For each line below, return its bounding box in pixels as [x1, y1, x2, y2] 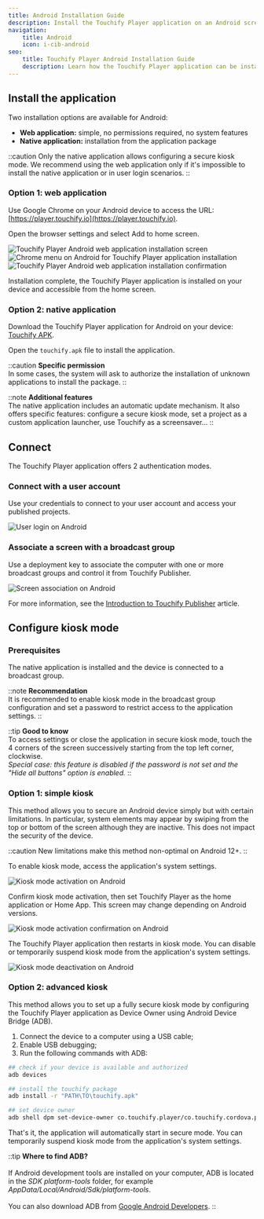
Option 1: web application [8, 188, 108, 199]
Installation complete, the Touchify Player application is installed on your [8, 276, 242, 285]
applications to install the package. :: [8, 378, 127, 387]
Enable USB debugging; [19, 1040, 97, 1049]
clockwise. [8, 752, 43, 761]
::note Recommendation [8, 686, 88, 696]
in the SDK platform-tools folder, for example [8, 1177, 153, 1186]
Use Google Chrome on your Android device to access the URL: [8, 205, 214, 214]
